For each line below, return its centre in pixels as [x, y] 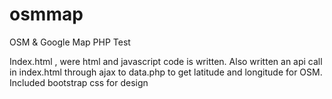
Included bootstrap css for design [79, 82]
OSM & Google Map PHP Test [70, 42]
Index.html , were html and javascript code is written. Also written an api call [166, 61]
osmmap [46, 14]
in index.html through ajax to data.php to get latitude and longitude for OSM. [166, 72]
